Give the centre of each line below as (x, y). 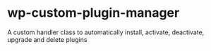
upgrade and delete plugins (47, 39)
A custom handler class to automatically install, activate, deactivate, (106, 32)
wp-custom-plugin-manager (94, 13)
